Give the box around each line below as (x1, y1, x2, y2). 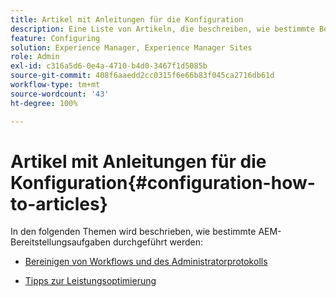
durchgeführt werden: (112, 236, 204, 248)
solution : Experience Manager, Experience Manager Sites (10, 42, 253, 53)
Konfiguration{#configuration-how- (10, 171, 316, 194)
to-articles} (10, 192, 108, 215)
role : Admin (10, 52, 60, 62)
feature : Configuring (10, 33, 101, 43)
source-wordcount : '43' (10, 89, 110, 99)
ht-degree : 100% (10, 98, 78, 108)
